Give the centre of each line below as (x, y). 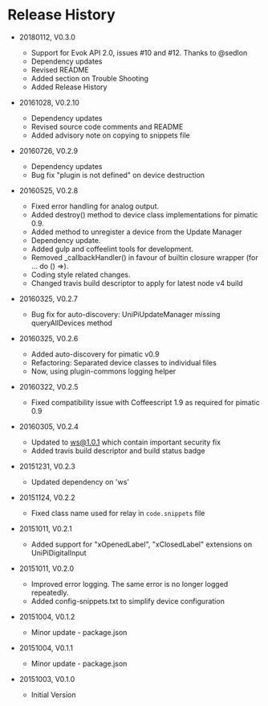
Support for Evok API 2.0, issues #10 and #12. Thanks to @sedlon (139, 52)
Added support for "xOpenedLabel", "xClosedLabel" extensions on (142, 544)
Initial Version (54, 695)
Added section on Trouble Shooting (90, 78)
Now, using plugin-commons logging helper (104, 371)
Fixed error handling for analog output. (95, 206)
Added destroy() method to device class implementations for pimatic (144, 214)
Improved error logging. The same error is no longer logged (130, 584)
